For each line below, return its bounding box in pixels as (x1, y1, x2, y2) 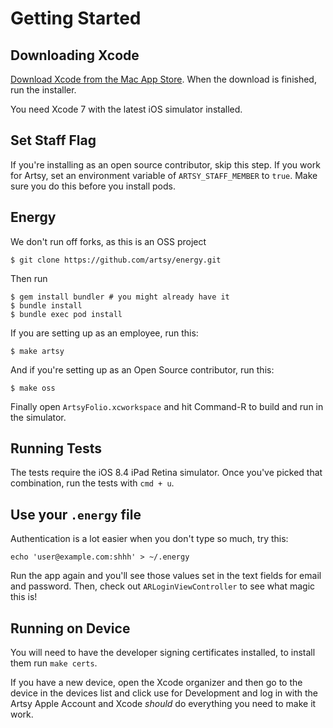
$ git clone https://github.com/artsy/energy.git (10, 255, 222, 265)
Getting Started (10, 7, 142, 30)
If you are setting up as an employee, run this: (10, 327, 199, 339)
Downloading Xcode (10, 47, 140, 64)
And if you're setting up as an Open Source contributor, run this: (10, 363, 275, 376)
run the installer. (10, 84, 77, 96)
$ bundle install (10, 300, 83, 311)
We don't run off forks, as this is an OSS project (10, 235, 207, 247)
